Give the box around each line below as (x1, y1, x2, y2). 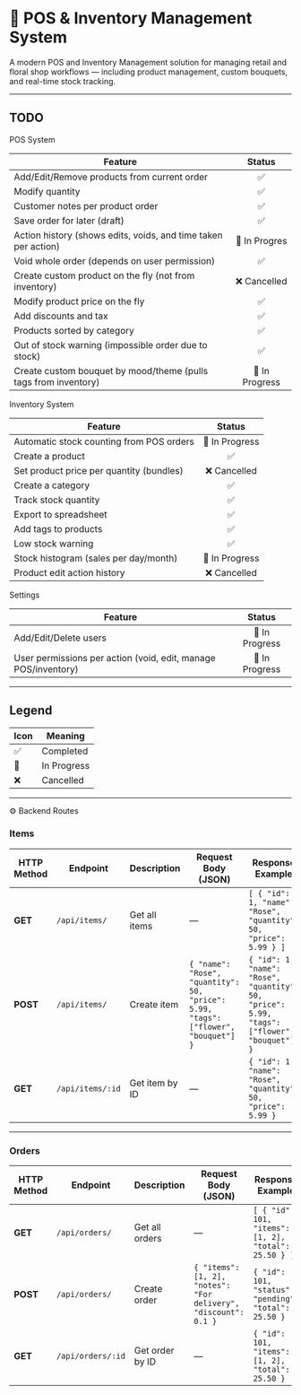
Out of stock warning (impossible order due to (13, 338, 208, 351)
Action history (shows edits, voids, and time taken (13, 229, 223, 241)
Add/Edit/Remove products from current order (13, 170, 209, 183)
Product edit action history (13, 566, 125, 579)
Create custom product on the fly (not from (13, 269, 195, 282)
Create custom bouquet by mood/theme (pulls (13, 364, 209, 377)
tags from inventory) (13, 376, 100, 388)
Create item (129, 998, 179, 1010)
